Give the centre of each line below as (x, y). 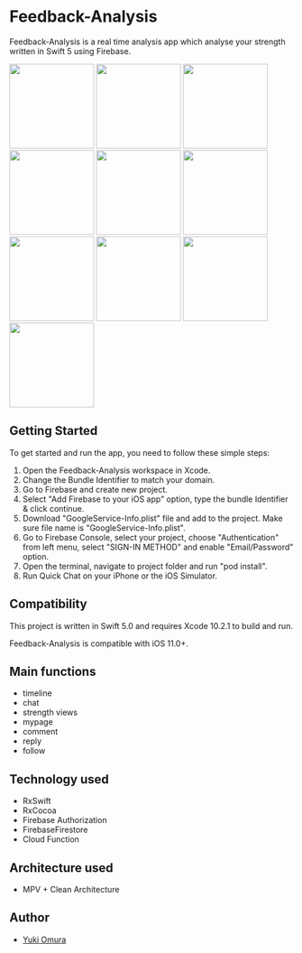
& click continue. (53, 508)
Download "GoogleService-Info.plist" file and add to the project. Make (152, 518)
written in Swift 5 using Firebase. (70, 51)
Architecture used (62, 868)
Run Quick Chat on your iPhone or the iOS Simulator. (120, 576)
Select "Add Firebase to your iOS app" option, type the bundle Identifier (155, 499)
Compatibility (48, 604)
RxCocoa (39, 810)
